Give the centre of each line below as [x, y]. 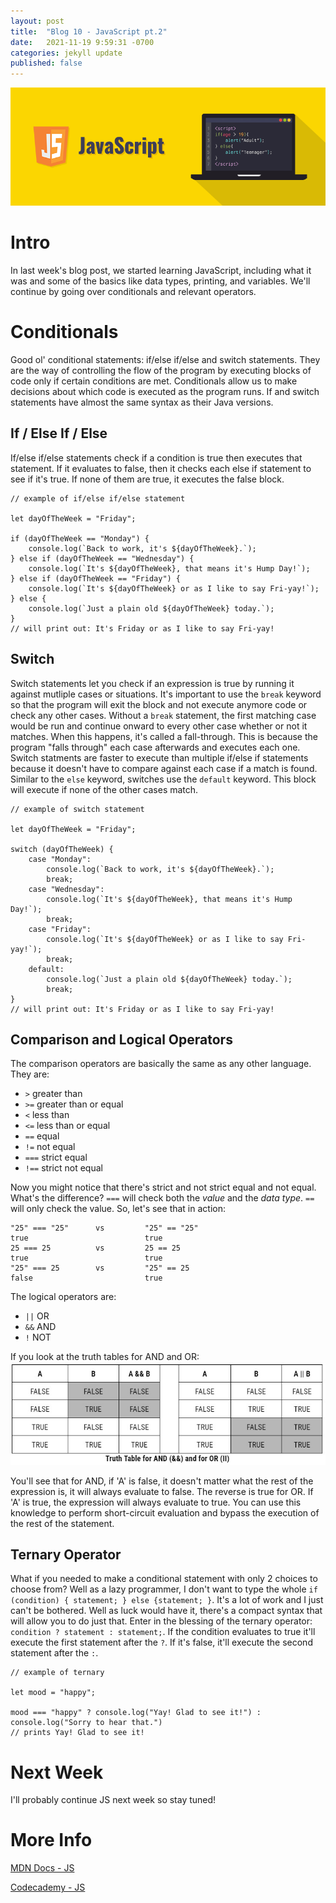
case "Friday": [60, 929]
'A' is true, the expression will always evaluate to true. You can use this [156, 1502]
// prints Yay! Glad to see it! [77, 1733]
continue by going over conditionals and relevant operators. [133, 292]
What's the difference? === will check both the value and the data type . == [162, 1198]
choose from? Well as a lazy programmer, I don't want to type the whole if [164, 1589]
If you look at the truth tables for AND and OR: [105, 1357]
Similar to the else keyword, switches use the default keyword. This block [163, 779]
